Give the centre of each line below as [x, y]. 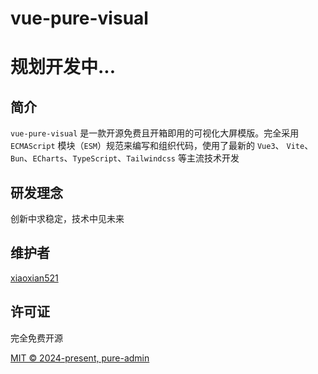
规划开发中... [63, 67]
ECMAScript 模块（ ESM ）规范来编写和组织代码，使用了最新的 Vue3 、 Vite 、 [162, 146]
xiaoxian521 [34, 278]
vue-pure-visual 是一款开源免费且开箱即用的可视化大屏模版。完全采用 [155, 133]
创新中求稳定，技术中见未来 [67, 218]
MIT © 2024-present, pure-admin [80, 358]
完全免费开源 [36, 338]
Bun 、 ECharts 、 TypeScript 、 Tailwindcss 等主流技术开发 [125, 158]
